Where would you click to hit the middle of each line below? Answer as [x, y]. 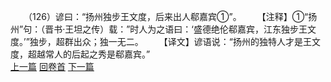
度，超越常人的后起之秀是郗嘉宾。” [80, 54]
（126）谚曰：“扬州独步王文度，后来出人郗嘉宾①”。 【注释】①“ [168, 16]
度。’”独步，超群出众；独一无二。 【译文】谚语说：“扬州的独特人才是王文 [165, 41]
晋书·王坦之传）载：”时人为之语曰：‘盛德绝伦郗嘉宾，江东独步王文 [180, 29]
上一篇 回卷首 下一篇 [52, 66]
